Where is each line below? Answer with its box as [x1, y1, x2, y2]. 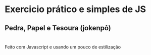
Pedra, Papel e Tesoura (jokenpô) [5, 24, 112, 32]
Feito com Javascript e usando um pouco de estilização [5, 44, 121, 50]
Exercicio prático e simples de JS [5, 4, 146, 15]
